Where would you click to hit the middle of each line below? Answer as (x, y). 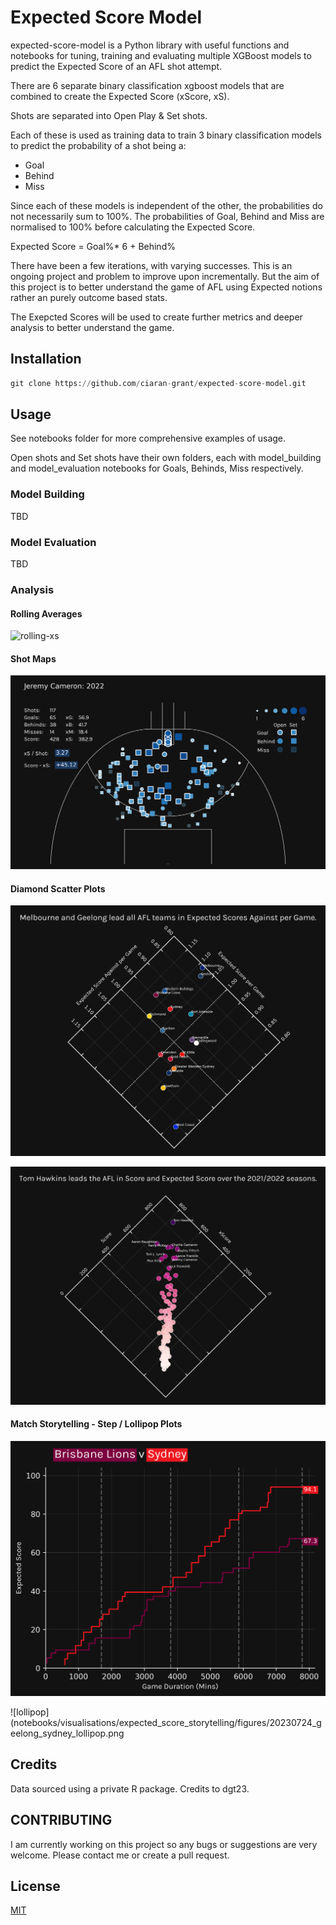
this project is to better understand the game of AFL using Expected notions (166, 287)
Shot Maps (33, 658)
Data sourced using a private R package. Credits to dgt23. (130, 1788)
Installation (46, 359)
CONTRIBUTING (61, 1820)
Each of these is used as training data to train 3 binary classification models (166, 135)
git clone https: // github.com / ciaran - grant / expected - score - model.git (158, 383)
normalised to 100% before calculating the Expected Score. (133, 227)
